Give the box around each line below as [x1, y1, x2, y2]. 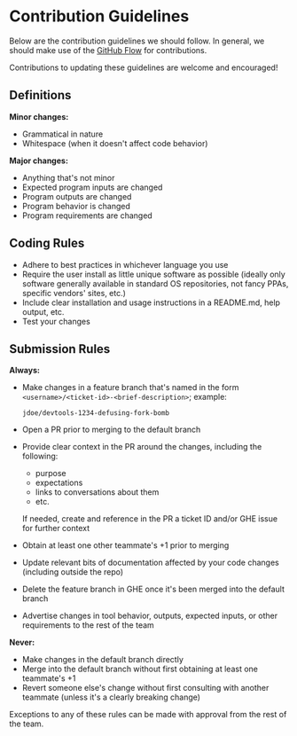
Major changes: [9, 155, 69, 166]
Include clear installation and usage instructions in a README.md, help [21, 297, 281, 308]
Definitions [9, 88, 72, 103]
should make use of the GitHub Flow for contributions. [9, 44, 207, 55]
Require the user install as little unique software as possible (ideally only [21, 269, 285, 279]
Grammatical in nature [21, 129, 104, 139]
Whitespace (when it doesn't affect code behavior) [21, 137, 208, 148]
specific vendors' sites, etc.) [21, 287, 127, 298]
